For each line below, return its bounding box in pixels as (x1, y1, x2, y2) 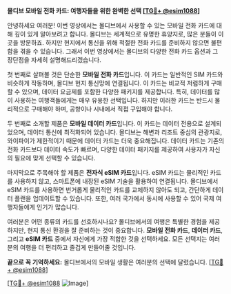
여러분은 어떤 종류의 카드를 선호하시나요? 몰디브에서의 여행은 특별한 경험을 (7, 218, 208, 226)
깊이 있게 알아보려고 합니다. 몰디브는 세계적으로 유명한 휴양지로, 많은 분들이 (14, 30, 217, 38)
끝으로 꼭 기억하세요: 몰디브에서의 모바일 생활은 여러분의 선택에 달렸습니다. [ (7, 258, 212, 266)
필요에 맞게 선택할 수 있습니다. (14, 154, 96, 162)
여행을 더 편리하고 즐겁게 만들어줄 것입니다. (19, 244, 137, 251)
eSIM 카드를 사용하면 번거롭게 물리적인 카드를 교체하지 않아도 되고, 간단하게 (7, 186, 212, 193)
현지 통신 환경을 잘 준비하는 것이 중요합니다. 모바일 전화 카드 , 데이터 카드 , (27, 227, 223, 234)
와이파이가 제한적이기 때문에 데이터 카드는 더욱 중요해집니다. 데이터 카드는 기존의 (7, 137, 225, 145)
